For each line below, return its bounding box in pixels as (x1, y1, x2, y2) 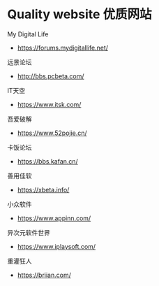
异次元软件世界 (7, 228, 50, 236)
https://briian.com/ (17, 271, 71, 279)
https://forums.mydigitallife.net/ (17, 43, 109, 52)
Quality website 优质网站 (7, 6, 152, 22)
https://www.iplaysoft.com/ (17, 242, 96, 250)
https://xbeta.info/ (17, 185, 70, 194)
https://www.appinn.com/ (17, 214, 91, 222)
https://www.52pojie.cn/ (17, 129, 87, 137)
